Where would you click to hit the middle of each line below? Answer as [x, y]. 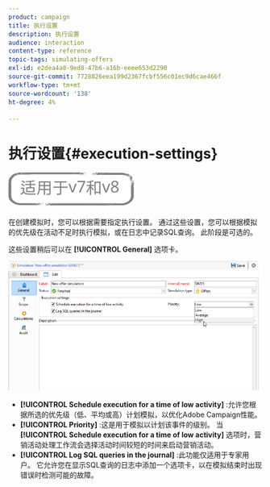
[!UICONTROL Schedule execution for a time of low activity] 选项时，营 [141, 435]
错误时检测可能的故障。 [59, 475]
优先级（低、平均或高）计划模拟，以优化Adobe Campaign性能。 [155, 414]
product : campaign [39, 17]
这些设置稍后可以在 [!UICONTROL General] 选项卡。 [96, 249]
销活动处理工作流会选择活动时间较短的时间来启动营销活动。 [119, 444]
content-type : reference [50, 51]
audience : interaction [46, 43]
